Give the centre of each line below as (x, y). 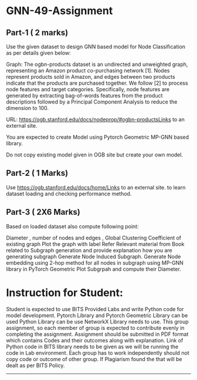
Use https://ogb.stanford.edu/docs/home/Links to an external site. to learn (96, 187)
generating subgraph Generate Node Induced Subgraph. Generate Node (94, 256)
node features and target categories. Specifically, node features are (88, 89)
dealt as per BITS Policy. (35, 365)
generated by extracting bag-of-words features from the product (84, 96)
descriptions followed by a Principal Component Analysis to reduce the (92, 102)
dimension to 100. (27, 108)
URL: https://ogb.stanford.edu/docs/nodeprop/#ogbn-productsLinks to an (95, 119)
